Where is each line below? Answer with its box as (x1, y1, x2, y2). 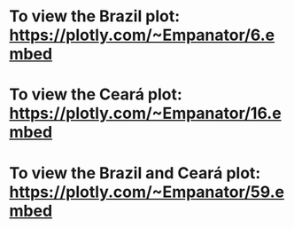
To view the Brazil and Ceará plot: (9, 162, 261, 183)
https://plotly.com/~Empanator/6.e (9, 25, 275, 45)
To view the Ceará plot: (9, 84, 183, 105)
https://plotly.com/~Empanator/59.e (9, 182, 285, 201)
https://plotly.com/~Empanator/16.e (9, 104, 282, 123)
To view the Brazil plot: (9, 6, 181, 27)
